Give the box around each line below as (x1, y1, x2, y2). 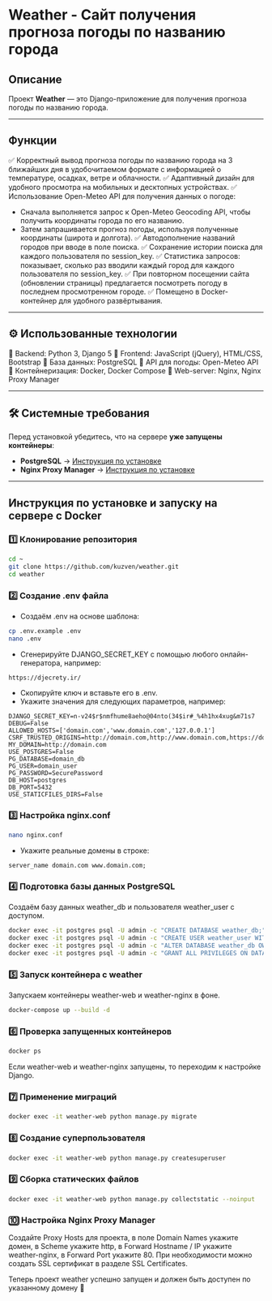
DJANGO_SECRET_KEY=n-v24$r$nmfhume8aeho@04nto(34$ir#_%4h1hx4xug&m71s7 (8, 712, 255, 720)
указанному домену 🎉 (8, 1282, 85, 1292)
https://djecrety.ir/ (8, 674, 82, 682)
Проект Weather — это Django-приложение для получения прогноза (8, 94, 247, 103)
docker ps (8, 1047, 42, 1056)
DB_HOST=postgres (8, 776, 67, 784)
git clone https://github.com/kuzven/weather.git (8, 562, 180, 571)
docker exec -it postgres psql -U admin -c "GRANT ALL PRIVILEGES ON (8, 949, 249, 957)
